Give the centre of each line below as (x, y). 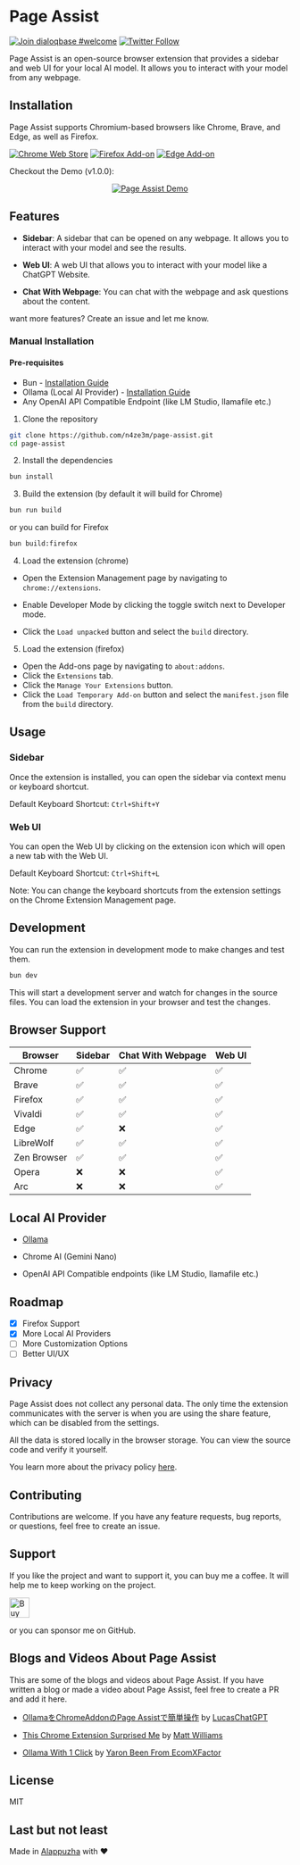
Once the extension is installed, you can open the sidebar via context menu (148, 777)
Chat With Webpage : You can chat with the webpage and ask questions (155, 291)
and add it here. (38, 1699)
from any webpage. (45, 77)
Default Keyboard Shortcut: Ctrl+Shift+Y (84, 803)
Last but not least (59, 1830)
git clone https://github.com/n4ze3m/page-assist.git (112, 435)
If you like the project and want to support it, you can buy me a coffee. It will (149, 1575)
